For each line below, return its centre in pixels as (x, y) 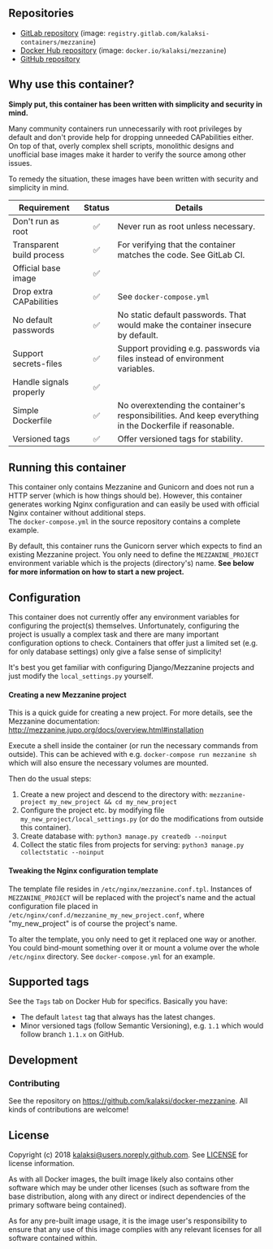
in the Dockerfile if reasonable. (176, 425)
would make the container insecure (184, 324)
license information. (41, 1163)
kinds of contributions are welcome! (69, 1110)
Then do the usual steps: (50, 779)
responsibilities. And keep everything (188, 416)
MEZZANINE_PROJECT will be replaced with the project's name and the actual (132, 897)
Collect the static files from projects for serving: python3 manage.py (132, 845)
